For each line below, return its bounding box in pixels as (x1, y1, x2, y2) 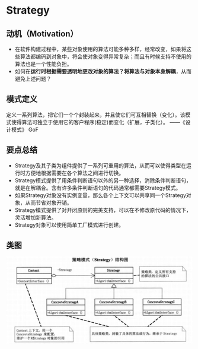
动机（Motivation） (6, 28, 78, 39)
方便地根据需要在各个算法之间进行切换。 (25, 169, 124, 176)
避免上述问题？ (14, 75, 52, 82)
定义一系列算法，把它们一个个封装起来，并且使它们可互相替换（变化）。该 (6, 111, 186, 118)
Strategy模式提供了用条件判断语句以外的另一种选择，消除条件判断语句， (14, 176, 191, 184)
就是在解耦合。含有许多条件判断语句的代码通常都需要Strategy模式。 (14, 184, 181, 191)
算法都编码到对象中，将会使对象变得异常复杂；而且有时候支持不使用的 (20, 53, 191, 60)
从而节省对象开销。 (25, 199, 72, 206)
